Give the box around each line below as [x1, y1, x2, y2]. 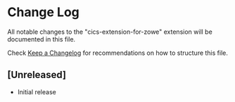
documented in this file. [7, 34, 76, 43]
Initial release [17, 87, 56, 96]
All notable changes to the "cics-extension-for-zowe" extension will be [7, 27, 212, 36]
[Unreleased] [7, 69, 67, 81]
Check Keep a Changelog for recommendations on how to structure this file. [7, 49, 229, 57]
